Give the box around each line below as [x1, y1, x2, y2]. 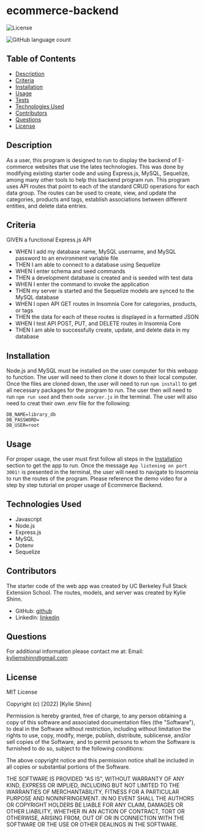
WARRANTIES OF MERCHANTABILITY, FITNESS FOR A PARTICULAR [6, 788, 179, 796]
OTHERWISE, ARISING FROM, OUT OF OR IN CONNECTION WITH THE [6, 815, 185, 822]
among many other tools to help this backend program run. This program [6, 176, 190, 183]
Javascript [15, 515, 42, 523]
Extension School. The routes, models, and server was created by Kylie [6, 589, 186, 596]
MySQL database [15, 294, 59, 301]
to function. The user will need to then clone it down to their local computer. [6, 373, 198, 381]
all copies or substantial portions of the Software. [6, 763, 130, 771]
